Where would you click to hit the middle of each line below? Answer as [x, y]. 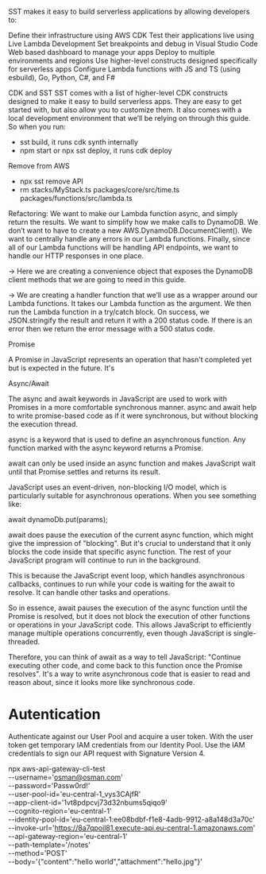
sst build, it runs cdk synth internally [79, 142]
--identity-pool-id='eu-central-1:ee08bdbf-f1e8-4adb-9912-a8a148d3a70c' [132, 819]
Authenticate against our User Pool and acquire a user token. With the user [131, 736]
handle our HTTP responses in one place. [76, 256]
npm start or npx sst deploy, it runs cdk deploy [96, 151]
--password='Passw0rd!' [49, 785]
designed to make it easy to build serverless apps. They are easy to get [125, 101]
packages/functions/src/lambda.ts [76, 198]
